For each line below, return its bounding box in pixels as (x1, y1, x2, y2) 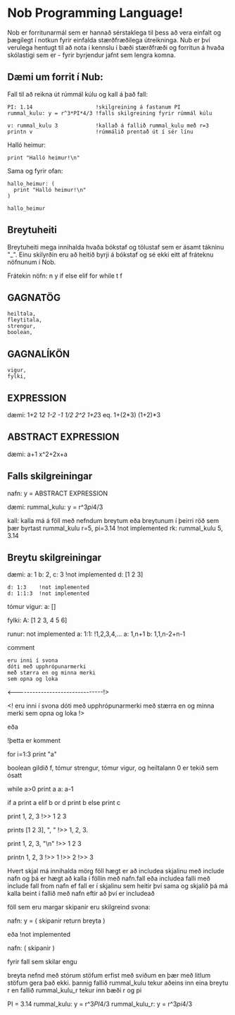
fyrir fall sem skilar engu (7, 957, 77, 966)
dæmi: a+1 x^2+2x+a (7, 450, 68, 458)
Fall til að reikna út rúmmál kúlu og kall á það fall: (7, 90, 148, 98)
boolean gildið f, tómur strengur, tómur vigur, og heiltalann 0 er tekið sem (7, 763, 219, 773)
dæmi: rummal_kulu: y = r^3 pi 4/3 (7, 503, 103, 511)
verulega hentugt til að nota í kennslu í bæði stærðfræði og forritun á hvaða (7, 43, 225, 51)
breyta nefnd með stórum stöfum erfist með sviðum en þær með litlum (7, 971, 211, 980)
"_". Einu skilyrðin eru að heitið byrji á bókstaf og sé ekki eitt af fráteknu (7, 250, 214, 259)
